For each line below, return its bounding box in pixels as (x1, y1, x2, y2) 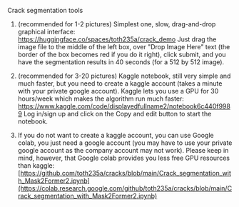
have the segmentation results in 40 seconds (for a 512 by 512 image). (17, 58, 225, 66)
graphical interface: (17, 28, 76, 36)
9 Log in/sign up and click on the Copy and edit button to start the (17, 110, 212, 118)
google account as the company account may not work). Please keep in (17, 146, 229, 154)
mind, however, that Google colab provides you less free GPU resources (17, 153, 230, 162)
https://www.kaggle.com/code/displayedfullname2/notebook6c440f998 (17, 102, 230, 110)
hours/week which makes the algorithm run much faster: (17, 94, 184, 103)
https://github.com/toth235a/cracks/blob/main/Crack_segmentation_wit (20, 169, 232, 177)
